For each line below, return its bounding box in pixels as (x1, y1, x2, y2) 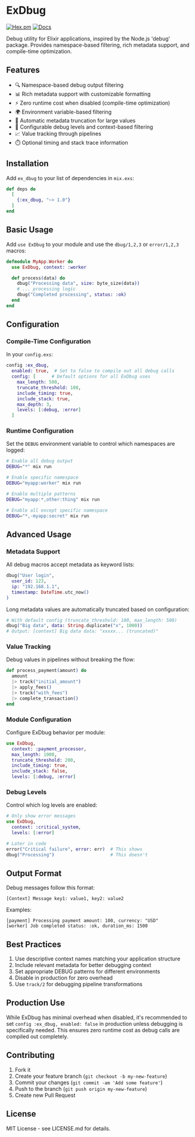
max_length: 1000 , (11, 752, 58, 758)
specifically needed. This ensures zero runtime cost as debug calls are (6, 1026, 180, 1033)
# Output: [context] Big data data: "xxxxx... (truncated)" (6, 628, 159, 634)
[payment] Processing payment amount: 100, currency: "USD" (6, 918, 159, 924)
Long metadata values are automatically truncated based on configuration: (6, 606, 190, 613)
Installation (6, 159, 49, 169)
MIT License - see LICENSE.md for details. (6, 1124, 111, 1132)
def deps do (6, 186, 36, 192)
